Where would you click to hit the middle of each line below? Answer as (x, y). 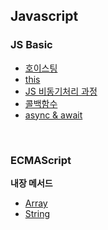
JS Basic (31, 45)
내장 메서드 (31, 183)
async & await (53, 115)
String (37, 213)
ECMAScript (41, 160)
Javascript (44, 16)
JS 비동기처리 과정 (61, 91)
